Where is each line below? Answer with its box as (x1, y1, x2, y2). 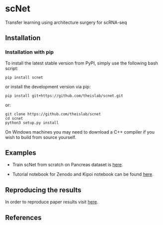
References (5, 213, 42, 222)
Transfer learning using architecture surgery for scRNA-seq (5, 19, 127, 25)
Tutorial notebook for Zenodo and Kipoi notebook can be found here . (12, 171, 154, 177)
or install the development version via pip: (5, 83, 91, 89)
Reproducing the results (5, 186, 81, 194)
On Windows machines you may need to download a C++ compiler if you (5, 129, 155, 135)
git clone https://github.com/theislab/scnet (5, 111, 101, 117)
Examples (5, 149, 36, 157)
